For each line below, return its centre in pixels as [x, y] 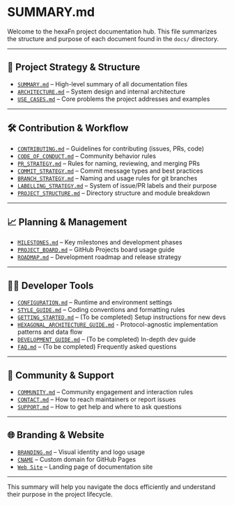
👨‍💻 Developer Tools [50, 285]
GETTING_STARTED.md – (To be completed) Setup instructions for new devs [122, 317]
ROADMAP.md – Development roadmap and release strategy [99, 257]
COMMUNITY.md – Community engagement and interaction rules [105, 392]
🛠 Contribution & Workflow [68, 129]
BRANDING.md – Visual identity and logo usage [81, 452]
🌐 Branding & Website [56, 435]
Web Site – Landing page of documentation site [85, 467]
